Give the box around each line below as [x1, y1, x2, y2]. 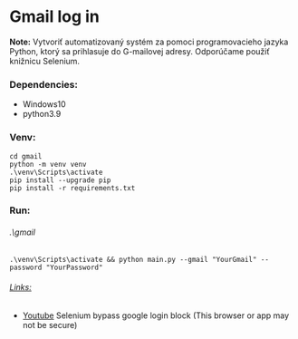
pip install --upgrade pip [9, 175, 111, 185]
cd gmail [9, 151, 43, 160]
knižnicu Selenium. [9, 55, 80, 66]
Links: [9, 282, 32, 293]
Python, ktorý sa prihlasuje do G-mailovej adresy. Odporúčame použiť [9, 45, 270, 56]
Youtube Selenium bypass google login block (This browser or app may [22, 310, 290, 321]
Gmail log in [9, 6, 100, 27]
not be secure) [22, 319, 78, 330]
